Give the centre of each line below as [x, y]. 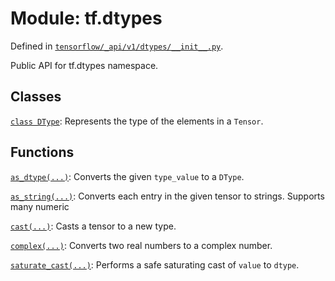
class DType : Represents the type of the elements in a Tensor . [137, 121]
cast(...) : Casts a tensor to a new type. [93, 226]
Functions [42, 152]
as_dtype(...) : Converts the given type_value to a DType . [127, 176]
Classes [36, 97]
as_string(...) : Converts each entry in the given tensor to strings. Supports [167, 196]
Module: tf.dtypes [86, 18]
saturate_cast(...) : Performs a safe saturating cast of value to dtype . [155, 264]
